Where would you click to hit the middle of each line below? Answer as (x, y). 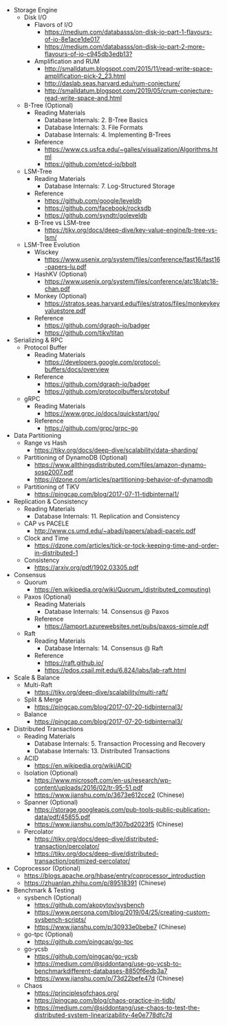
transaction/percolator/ (67, 846)
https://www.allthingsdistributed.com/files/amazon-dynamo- (120, 465)
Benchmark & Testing (44, 890)
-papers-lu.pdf (66, 267)
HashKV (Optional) (61, 274)
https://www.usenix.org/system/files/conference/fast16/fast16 (132, 259)
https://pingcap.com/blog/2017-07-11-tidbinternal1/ (107, 494)
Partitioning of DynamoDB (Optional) (76, 457)
